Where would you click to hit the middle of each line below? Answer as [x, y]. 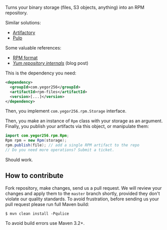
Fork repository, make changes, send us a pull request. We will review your [84, 188]
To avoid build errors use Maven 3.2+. [45, 223]
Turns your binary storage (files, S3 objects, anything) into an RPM [75, 7]
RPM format [25, 58]
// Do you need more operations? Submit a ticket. [60, 150]
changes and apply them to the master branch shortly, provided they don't [83, 193]
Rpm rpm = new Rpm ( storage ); [36, 140]
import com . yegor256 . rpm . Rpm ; [37, 136]
